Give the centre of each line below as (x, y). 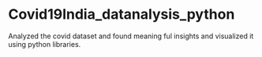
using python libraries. (45, 44)
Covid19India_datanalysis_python (122, 14)
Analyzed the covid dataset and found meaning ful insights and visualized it (131, 36)
